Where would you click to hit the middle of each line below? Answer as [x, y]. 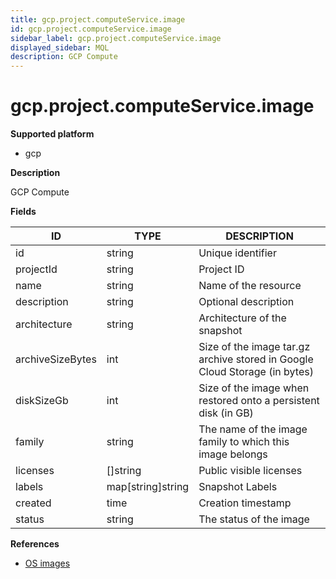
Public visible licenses [250, 471]
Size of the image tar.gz [254, 347]
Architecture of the [242, 318]
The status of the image [254, 519]
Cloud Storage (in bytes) [256, 372]
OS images [47, 563]
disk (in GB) [226, 413]
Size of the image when [254, 388]
